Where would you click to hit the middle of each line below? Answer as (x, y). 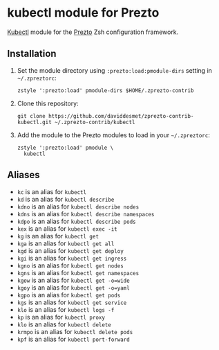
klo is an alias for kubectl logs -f (66, 309)
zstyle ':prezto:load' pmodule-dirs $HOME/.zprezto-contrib (105, 90)
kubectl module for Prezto (83, 13)
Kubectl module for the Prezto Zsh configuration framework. (93, 32)
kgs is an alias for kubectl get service (72, 302)
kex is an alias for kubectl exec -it (67, 228)
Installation (32, 54)
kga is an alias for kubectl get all (66, 243)
